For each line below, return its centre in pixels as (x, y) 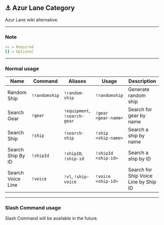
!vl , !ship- (77, 176)
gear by (137, 115)
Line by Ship (142, 182)
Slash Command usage (33, 208)
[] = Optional (20, 51)
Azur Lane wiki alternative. (32, 19)
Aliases (77, 81)
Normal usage (22, 69)
